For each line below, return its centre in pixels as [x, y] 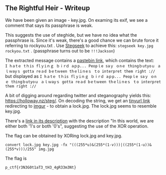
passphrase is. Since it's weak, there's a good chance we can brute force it [82, 40]
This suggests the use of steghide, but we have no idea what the [71, 35]
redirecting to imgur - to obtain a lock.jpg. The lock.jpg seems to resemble [81, 106]
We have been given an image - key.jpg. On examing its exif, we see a [76, 20]
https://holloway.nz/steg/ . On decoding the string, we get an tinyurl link [78, 101]
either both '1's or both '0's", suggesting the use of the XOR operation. [77, 126]
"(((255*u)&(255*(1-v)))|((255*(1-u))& [111, 145]
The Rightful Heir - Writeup [48, 8]
